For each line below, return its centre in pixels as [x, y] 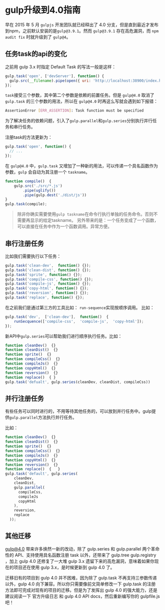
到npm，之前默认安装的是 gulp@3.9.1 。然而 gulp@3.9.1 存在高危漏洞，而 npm [82, 30]
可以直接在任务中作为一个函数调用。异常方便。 [64, 226]
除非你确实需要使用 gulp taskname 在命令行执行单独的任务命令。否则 [85, 214]
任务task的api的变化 [36, 54]
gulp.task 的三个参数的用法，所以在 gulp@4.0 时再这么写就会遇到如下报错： [82, 101]
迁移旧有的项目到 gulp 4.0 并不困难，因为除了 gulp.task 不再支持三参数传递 [81, 578]
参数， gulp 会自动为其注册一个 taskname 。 [47, 172]
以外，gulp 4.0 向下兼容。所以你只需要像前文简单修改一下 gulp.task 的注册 [81, 584]
